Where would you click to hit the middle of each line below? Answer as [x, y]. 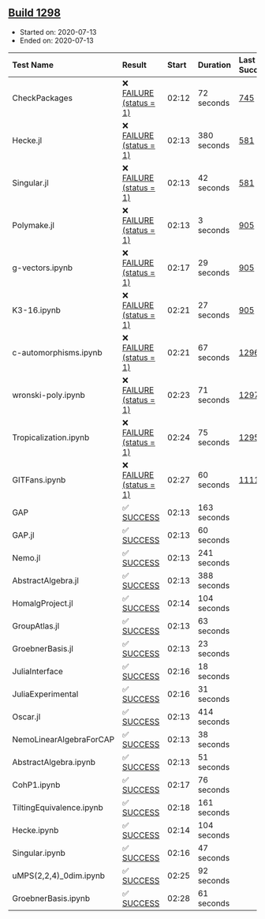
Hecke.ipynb [35, 830]
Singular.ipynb [39, 853]
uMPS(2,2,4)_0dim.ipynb [58, 876]
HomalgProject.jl [43, 603]
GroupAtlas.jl [36, 625]
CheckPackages [43, 98]
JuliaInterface [37, 671]
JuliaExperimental [45, 694]
